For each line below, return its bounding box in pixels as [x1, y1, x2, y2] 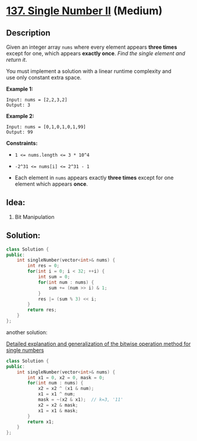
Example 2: [6, 113, 34, 119]
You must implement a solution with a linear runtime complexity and [6, 68, 172, 75]
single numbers [6, 346, 45, 354]
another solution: [6, 328, 47, 336]
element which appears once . [14, 180, 88, 188]
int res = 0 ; [27, 263, 60, 269]
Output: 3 [6, 102, 31, 108]
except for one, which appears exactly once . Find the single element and [6, 50, 186, 57]
